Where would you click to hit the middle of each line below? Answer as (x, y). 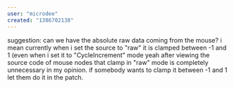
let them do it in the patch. (45, 77)
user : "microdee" (33, 14)
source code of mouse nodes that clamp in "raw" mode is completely (108, 62)
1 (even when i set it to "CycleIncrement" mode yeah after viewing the (109, 55)
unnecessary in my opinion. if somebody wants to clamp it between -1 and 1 (117, 70)
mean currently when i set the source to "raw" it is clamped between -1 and (117, 47)
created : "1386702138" (41, 20)
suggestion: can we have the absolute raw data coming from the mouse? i (115, 40)
